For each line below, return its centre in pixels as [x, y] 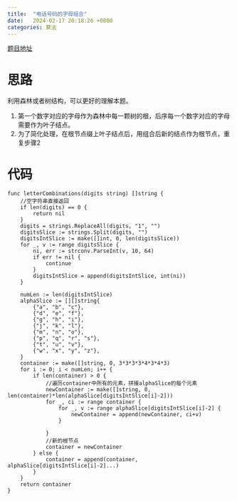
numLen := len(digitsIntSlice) [67, 295]
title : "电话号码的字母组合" [47, 14]
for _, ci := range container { [93, 402]
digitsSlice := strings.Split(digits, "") [84, 232]
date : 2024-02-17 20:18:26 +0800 [60, 21]
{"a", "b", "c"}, [58, 307]
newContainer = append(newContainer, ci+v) [136, 415]
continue [58, 264]
